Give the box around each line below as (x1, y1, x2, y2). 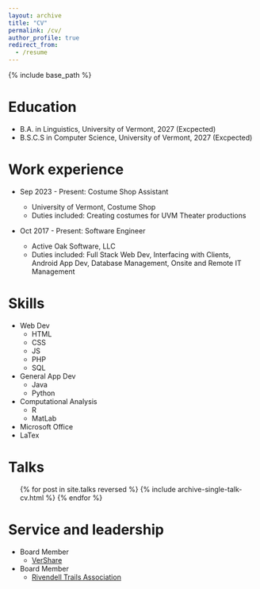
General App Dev (19, 371, 76, 381)
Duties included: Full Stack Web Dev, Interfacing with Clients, (31, 249, 231, 259)
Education (8, 98, 77, 116)
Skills (8, 294, 45, 313)
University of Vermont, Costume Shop (31, 202, 156, 211)
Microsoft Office (19, 422, 74, 431)
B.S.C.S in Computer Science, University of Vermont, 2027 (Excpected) (19, 133, 253, 142)
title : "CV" (8, 19, 48, 27)
